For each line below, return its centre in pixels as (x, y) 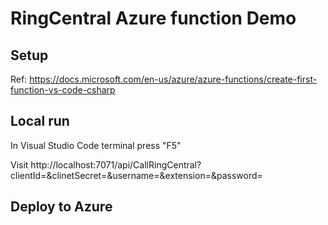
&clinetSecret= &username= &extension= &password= (154, 175)
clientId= (28, 175)
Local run (40, 121)
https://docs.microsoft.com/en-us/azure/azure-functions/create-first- (173, 79)
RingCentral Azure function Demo (153, 18)
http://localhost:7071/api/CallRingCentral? (116, 164)
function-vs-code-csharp (63, 90)
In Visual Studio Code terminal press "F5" (96, 145)
